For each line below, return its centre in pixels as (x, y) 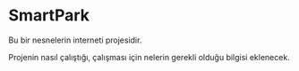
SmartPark (49, 16)
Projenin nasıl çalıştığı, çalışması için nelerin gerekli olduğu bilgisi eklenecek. (149, 57)
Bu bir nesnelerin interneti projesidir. (75, 40)
